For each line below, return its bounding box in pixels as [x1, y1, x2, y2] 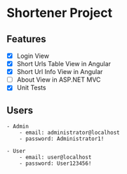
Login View [16, 51, 50, 60]
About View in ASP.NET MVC [16, 75, 101, 84]
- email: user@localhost [19, 154, 92, 161]
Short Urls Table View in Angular [16, 60, 112, 68]
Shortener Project [6, 5, 113, 21]
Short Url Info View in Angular [16, 68, 103, 76]
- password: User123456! [19, 160, 92, 167]
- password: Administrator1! [19, 135, 105, 142]
